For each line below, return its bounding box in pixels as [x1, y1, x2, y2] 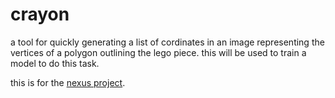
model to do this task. [10, 57, 100, 69]
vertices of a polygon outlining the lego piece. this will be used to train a [10, 46, 307, 58]
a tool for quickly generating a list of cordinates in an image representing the [10, 36, 325, 48]
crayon [10, 3, 70, 26]
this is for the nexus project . [10, 76, 126, 88]
